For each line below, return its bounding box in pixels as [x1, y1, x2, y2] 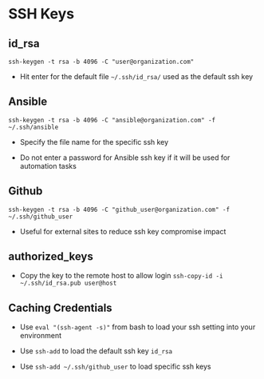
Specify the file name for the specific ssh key [19, 137, 169, 146]
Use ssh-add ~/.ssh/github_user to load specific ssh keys [19, 361, 211, 372]
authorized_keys [8, 249, 93, 264]
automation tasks [19, 161, 77, 170]
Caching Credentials [8, 301, 113, 314]
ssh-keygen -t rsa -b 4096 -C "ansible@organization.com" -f [8, 116, 216, 124]
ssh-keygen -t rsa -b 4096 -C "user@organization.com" [8, 58, 195, 66]
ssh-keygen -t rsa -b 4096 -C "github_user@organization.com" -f [8, 205, 230, 213]
